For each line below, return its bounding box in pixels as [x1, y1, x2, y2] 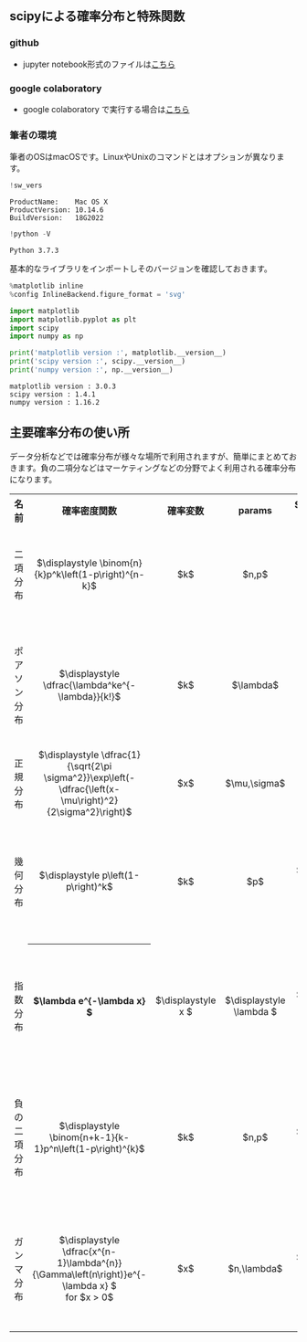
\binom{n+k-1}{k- [48, 1131, 130, 1144]
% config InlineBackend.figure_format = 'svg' [9, 290, 185, 299]
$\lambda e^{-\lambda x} [33, 994, 146, 1007]
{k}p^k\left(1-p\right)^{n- [34, 567, 145, 580]
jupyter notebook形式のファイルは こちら [22, 58, 175, 69]
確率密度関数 [61, 504, 117, 517]
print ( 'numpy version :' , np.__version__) [9, 365, 174, 375]
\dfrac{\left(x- [58, 782, 121, 795]
